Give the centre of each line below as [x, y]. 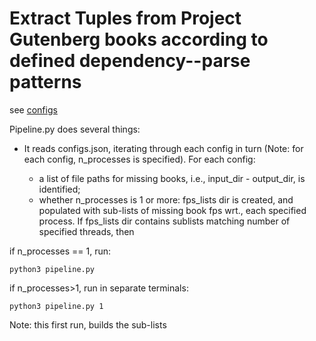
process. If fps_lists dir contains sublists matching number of [164, 221]
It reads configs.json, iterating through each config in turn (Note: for [163, 148]
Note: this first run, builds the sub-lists [88, 324]
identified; [59, 189]
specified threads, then [86, 231]
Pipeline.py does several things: [75, 129]
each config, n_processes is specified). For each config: [139, 159]
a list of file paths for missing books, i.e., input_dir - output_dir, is [172, 178]
